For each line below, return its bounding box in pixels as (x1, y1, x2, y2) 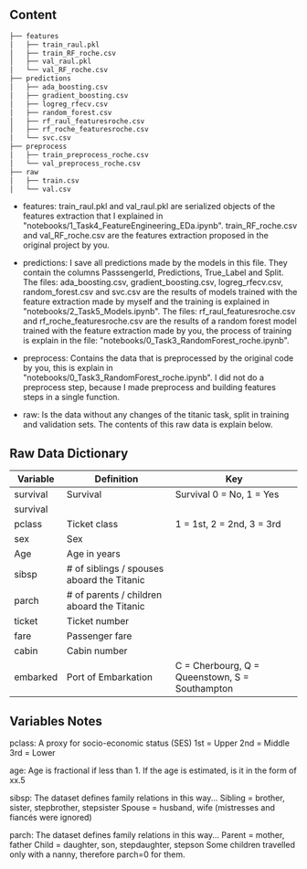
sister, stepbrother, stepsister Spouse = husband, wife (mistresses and (9, 802, 276, 813)
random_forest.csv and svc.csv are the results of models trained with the (22, 287, 298, 298)
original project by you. (22, 239, 110, 250)
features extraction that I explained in (22, 210, 164, 222)
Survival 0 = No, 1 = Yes (175, 488, 280, 501)
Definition (94, 472, 139, 485)
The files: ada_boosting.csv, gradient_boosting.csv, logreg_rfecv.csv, (22, 277, 283, 288)
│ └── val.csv (9, 185, 71, 194)
